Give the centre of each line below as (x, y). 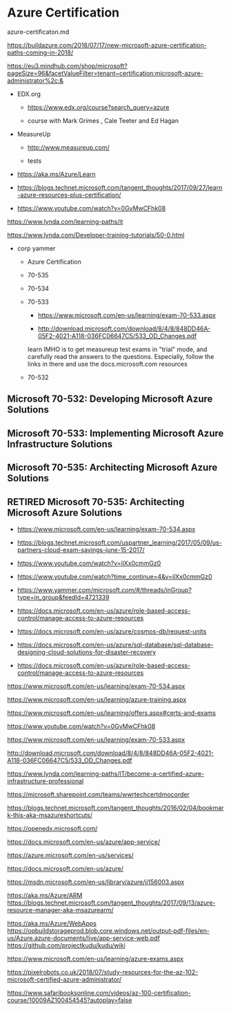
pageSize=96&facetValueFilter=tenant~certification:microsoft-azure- (105, 73)
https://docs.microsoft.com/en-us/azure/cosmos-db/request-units (112, 631)
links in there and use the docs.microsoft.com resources (107, 364)
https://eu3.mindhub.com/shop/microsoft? (67, 66)
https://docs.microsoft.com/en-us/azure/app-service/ (84, 842)
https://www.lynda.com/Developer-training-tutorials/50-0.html (96, 235)
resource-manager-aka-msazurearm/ (60, 910)
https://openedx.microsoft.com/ (52, 828)
